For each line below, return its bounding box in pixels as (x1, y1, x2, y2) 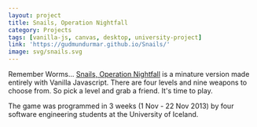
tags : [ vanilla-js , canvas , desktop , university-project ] (8, 33, 202, 42)
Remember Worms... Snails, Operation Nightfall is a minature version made (8, 70, 250, 78)
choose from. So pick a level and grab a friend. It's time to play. (8, 86, 214, 95)
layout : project (8, 11, 61, 20)
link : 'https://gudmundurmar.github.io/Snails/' (8, 41, 171, 49)
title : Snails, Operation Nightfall (8, 19, 128, 27)
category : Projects (8, 26, 72, 34)
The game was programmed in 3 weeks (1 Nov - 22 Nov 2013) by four (8, 101, 234, 111)
